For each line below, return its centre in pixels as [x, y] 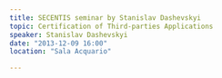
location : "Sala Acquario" [61, 52]
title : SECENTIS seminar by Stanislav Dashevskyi [106, 18]
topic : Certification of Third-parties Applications [111, 26]
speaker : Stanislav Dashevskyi [69, 34]
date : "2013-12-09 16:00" [58, 43]
